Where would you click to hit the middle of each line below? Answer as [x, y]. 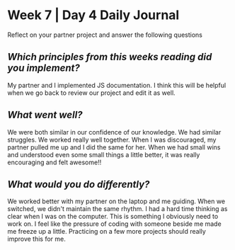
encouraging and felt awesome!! [55, 162]
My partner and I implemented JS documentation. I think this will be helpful [117, 85]
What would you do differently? [79, 184]
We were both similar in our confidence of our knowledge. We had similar [114, 132]
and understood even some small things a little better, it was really [104, 154]
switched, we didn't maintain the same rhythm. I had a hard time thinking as [117, 209]
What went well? [45, 115]
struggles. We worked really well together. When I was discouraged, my [112, 140]
